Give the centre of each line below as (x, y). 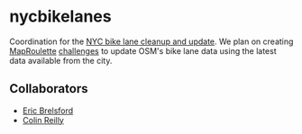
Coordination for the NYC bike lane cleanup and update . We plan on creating (151, 41)
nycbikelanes (60, 17)
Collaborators (49, 89)
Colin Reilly (43, 120)
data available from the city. (61, 60)
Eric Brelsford (48, 111)
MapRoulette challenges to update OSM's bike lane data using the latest (143, 50)
